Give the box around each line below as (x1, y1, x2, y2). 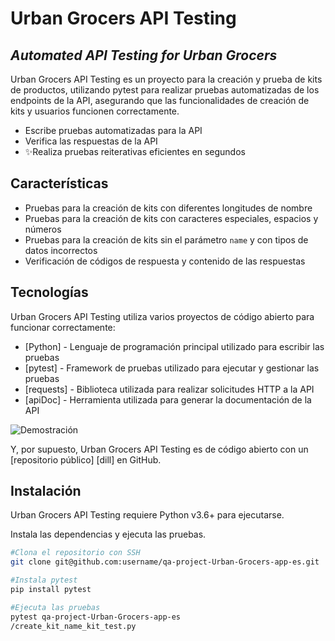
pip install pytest (10, 585, 92, 595)
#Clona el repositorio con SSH (10, 548, 141, 558)
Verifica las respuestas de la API (24, 135, 158, 147)
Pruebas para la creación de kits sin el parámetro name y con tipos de (24, 233, 309, 246)
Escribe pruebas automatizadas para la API (24, 125, 203, 136)
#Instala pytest (10, 575, 78, 586)
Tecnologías (10, 284, 89, 301)
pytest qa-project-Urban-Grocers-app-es (10, 612, 182, 622)
